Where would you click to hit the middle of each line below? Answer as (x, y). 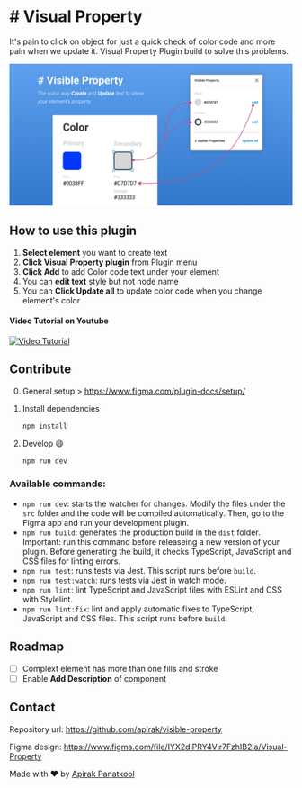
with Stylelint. (48, 599)
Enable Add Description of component (94, 678)
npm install (44, 426)
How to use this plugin (73, 231)
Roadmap (37, 647)
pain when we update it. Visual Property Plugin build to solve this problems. (149, 50)
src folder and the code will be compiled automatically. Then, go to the (153, 513)
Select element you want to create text (95, 252)
